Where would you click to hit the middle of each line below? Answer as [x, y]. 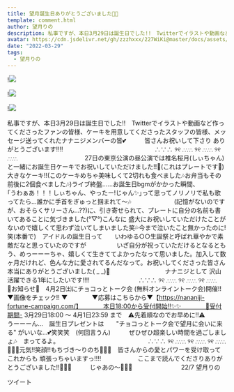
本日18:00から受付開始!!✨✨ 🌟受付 [163, 306]
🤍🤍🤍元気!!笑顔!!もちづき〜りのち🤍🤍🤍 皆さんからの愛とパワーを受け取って [114, 349]
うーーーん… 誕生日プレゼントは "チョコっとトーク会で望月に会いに [112, 323]
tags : [15, 53]
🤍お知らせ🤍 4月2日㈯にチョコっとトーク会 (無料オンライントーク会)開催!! [114, 288]
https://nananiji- [182, 297]
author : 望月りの [30, 27]
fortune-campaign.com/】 [43, 306]
